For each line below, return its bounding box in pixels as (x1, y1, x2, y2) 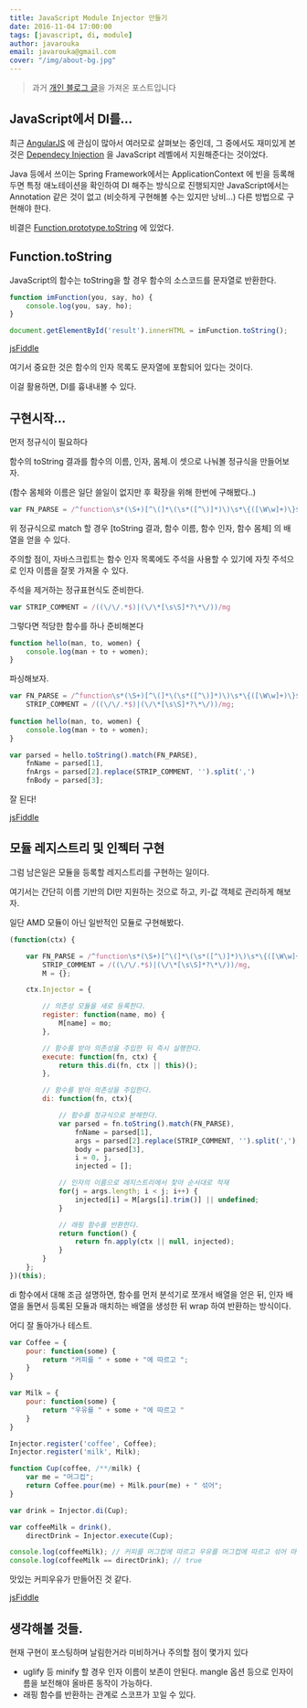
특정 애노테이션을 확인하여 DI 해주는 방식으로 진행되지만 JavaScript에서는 (26, 179, 290, 190)
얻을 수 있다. (26, 534, 71, 545)
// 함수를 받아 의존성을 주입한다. (42, 1085, 153, 1095)
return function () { (58, 1229, 137, 1238)
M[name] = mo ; (58, 1019, 112, 1028)
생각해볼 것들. (9, 1620, 83, 1637)
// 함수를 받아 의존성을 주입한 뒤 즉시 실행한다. (42, 1043, 203, 1052)
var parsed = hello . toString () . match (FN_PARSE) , (9, 751, 198, 760)
